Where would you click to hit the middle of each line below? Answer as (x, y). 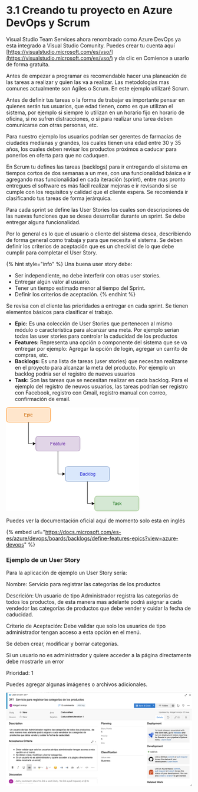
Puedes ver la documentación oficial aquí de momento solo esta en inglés (96, 521)
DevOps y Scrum (48, 23)
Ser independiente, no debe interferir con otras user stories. (88, 275)
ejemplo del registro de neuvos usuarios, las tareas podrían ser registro (101, 386)
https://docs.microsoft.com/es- (83, 532)
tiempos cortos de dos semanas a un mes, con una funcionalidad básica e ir (99, 173)
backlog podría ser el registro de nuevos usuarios (75, 374)
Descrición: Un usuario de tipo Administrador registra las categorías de (92, 596)
